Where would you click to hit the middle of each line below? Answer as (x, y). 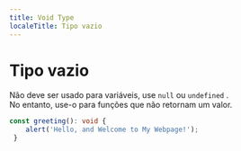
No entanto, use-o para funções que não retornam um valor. (121, 105)
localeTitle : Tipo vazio (56, 26)
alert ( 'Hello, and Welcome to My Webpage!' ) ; (112, 130)
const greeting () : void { (58, 121)
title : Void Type (42, 18)
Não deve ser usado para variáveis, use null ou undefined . (119, 95)
